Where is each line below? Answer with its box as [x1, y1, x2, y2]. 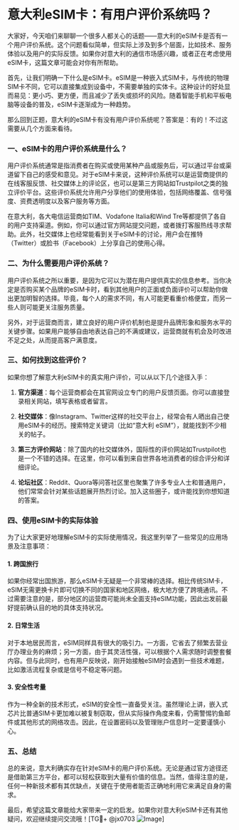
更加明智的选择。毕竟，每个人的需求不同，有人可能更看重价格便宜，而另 [13, 294, 225, 302]
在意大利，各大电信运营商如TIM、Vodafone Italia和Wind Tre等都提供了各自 [7, 212, 226, 221]
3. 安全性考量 [7, 682, 46, 692]
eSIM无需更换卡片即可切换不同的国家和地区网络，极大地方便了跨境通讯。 [7, 585, 222, 594]
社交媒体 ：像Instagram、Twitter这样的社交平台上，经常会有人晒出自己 [17, 411, 224, 421]
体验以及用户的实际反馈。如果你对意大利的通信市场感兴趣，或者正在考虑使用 [7, 49, 232, 58]
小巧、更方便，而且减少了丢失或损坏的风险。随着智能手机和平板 [38, 91, 225, 100]
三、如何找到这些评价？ [7, 355, 87, 365]
